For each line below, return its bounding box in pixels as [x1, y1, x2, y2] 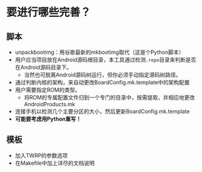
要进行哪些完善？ [6, 5, 92, 19]
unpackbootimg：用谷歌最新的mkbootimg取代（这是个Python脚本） [14, 49, 185, 56]
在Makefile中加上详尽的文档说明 [14, 159, 95, 167]
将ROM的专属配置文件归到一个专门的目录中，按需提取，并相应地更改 [24, 94, 195, 101]
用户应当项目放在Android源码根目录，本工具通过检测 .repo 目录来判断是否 [14, 56, 197, 63]
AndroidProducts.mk [24, 101, 75, 107]
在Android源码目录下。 [14, 64, 72, 71]
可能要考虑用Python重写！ [14, 115, 81, 123]
